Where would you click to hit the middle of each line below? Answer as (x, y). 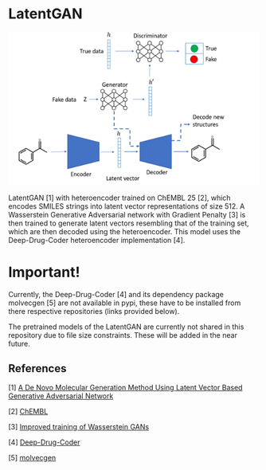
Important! (44, 272)
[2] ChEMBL (28, 412)
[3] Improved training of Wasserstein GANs (79, 427)
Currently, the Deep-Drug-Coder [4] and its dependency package (116, 294)
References (37, 368)
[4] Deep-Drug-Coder (44, 442)
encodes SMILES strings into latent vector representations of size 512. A (127, 206)
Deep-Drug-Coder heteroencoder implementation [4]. (97, 240)
